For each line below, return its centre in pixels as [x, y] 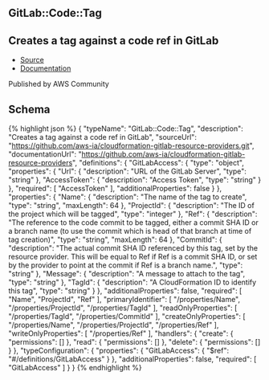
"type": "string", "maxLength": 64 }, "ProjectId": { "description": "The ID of [131, 206]
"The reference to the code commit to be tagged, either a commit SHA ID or [133, 223]
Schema [29, 109]
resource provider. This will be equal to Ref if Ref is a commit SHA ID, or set [133, 257]
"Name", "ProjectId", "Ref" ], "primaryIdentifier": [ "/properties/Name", [124, 300]
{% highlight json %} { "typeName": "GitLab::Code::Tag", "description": [126, 129]
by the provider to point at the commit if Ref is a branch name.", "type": [126, 265]
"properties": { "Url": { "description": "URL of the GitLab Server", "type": [128, 171]
